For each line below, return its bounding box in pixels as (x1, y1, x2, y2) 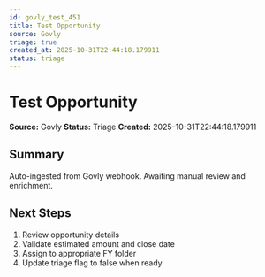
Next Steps (9, 205, 72, 221)
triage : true (9, 37, 57, 47)
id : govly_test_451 (9, 12, 81, 22)
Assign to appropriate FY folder (21, 248, 137, 258)
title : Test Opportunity (9, 21, 101, 30)
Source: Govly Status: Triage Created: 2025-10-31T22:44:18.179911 (9, 121, 257, 132)
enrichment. (9, 180, 53, 190)
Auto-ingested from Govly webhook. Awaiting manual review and (9, 170, 246, 181)
